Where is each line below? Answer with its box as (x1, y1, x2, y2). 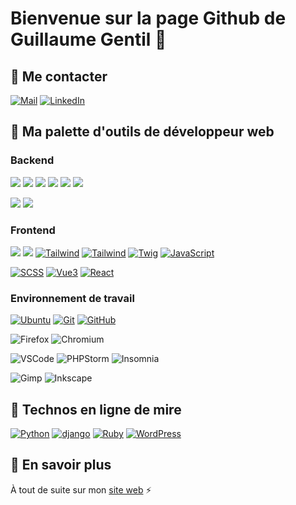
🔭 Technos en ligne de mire (10, 401, 182, 418)
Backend (10, 153, 55, 167)
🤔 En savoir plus (10, 457, 112, 474)
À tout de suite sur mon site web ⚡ (10, 483, 152, 496)
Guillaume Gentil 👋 (10, 28, 167, 51)
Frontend (10, 223, 56, 237)
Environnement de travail (10, 291, 135, 305)
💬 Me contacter (10, 68, 108, 85)
